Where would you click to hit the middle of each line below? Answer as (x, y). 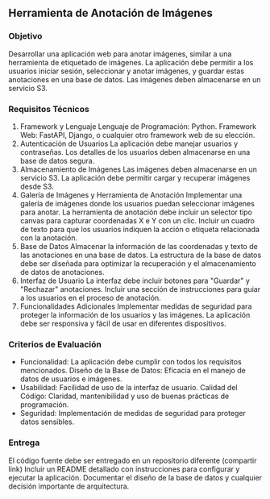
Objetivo (25, 36)
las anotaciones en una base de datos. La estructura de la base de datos (141, 255)
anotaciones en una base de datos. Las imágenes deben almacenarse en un (135, 79)
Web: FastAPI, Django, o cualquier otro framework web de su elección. (137, 135)
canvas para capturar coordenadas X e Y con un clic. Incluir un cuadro (137, 220)
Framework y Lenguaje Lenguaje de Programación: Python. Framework (138, 126)
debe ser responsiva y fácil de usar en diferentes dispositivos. (123, 323)
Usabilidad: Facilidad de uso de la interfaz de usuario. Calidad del (129, 388)
